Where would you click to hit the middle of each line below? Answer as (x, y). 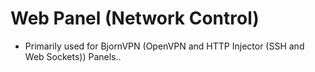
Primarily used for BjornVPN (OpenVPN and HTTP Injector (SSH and (164, 46)
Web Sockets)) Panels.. (73, 56)
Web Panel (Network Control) (135, 18)
